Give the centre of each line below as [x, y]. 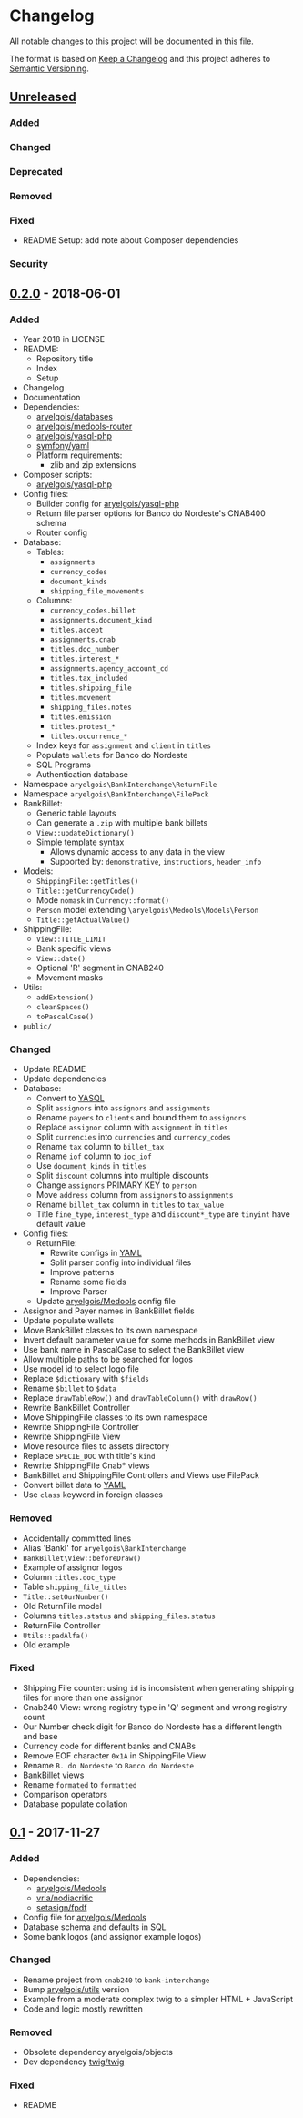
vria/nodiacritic [65, 1898]
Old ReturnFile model [62, 1606]
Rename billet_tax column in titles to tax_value [130, 1205]
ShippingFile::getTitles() [87, 881]
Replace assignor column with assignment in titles [132, 1127]
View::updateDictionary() [85, 833]
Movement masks [69, 977]
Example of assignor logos [72, 1567]
